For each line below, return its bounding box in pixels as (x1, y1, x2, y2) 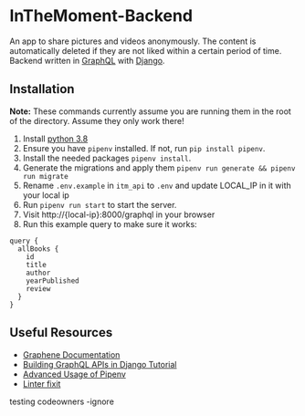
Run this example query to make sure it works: (22, 218, 198, 229)
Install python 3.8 (22, 133, 89, 144)
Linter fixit (22, 378, 61, 389)
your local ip (22, 189, 70, 201)
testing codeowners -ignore (9, 396, 114, 407)
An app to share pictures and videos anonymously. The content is (9, 36, 257, 47)
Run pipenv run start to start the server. (22, 199, 177, 210)
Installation (9, 81, 75, 97)
